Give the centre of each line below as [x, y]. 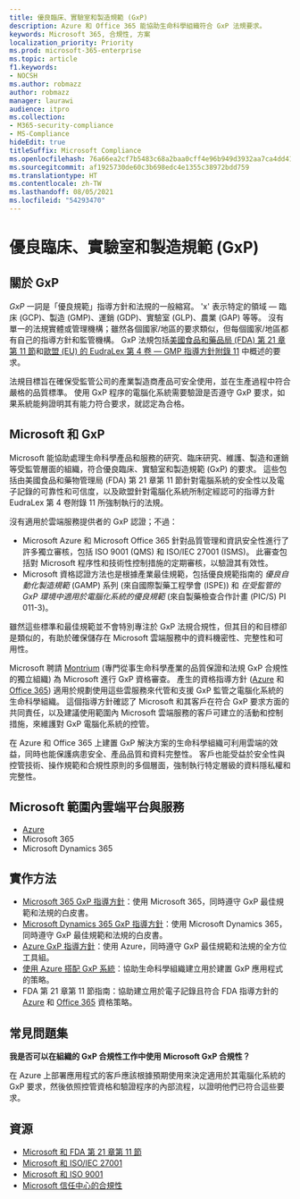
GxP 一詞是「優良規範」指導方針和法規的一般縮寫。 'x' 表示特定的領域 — [143, 306]
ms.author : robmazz [46, 84]
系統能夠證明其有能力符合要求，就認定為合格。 [103, 403]
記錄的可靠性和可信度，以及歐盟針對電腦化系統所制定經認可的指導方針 [146, 491]
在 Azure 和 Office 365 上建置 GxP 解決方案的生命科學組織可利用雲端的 [140, 742]
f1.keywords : [33, 68]
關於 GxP [34, 283]
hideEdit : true [37, 142]
